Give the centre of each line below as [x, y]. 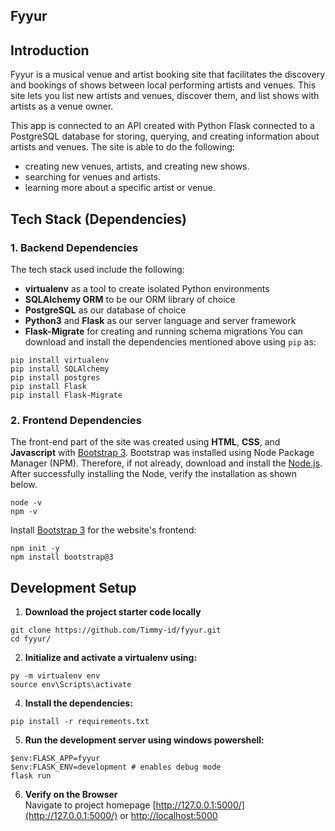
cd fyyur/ [31, 639]
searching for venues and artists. [93, 177]
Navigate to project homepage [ [90, 805]
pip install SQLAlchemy [60, 369]
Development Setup [73, 587]
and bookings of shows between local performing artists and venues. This [163, 85]
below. [24, 485]
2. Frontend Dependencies [76, 420]
